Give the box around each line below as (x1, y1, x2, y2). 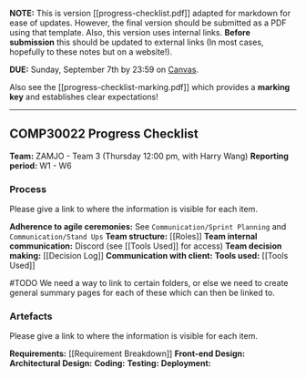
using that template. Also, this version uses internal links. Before (9, 27, 250, 37)
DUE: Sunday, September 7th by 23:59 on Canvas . (9, 64, 199, 75)
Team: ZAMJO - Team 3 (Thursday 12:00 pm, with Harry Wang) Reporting (9, 150, 290, 161)
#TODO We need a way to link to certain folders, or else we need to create (9, 278, 289, 289)
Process (9, 182, 47, 195)
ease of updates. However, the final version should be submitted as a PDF (9, 17, 287, 28)
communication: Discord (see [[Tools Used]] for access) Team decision (9, 240, 282, 251)
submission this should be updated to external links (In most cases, (9, 36, 264, 47)
